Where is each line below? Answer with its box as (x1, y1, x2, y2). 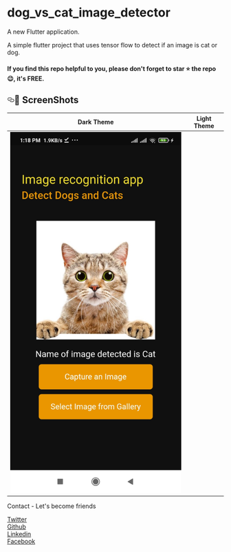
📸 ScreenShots (14, 94, 79, 106)
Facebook (7, 537, 36, 545)
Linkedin (7, 529, 32, 538)
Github (7, 522, 26, 531)
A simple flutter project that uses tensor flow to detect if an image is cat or (7, 41, 218, 49)
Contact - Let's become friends (7, 502, 96, 510)
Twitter (7, 515, 27, 523)
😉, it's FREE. (7, 74, 45, 82)
